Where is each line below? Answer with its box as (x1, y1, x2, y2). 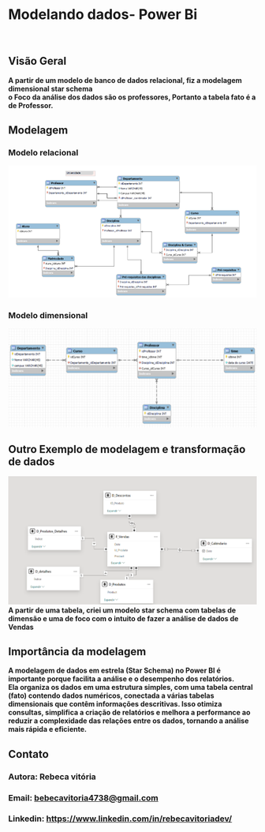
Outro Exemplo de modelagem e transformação (8, 442, 246, 455)
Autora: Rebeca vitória (8, 771, 96, 782)
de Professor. (8, 100, 54, 110)
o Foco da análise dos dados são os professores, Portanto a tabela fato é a (8, 92, 256, 102)
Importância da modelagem (8, 645, 147, 658)
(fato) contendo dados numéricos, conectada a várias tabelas (8, 691, 215, 700)
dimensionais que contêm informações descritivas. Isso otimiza (8, 699, 222, 709)
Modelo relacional (8, 148, 79, 159)
